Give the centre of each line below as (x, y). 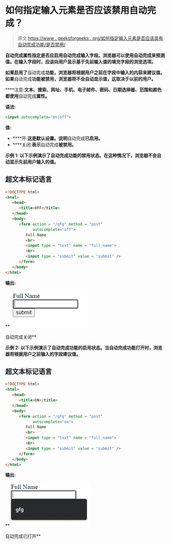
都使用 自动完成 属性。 (27, 96)
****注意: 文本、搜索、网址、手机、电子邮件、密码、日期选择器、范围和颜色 (83, 89)
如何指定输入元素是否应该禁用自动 (76, 10)
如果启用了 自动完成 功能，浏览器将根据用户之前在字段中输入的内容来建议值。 (85, 72)
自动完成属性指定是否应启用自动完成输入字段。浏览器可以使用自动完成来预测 (85, 55)
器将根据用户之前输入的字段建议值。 (43, 354)
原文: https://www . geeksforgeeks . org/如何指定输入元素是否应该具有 (90, 38)
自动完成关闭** (21, 337)
